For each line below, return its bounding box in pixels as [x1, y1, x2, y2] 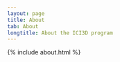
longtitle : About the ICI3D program [7, 29, 113, 37]
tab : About [7, 23, 39, 30]
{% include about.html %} [7, 48, 81, 56]
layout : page [7, 10, 45, 17]
